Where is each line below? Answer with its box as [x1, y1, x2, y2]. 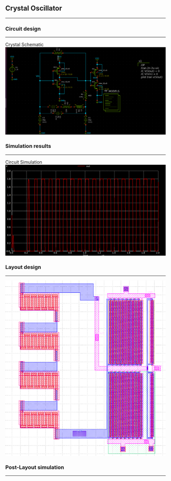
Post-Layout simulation [5, 464, 65, 471]
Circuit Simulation [5, 159, 42, 165]
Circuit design [5, 25, 41, 32]
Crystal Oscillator [5, 4, 62, 13]
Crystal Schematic [5, 42, 44, 48]
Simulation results [5, 142, 51, 149]
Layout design [5, 264, 42, 271]
